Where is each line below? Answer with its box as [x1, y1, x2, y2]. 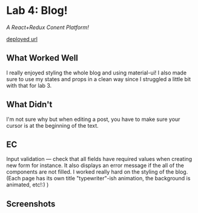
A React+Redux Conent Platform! [6, 24, 89, 31]
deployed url [6, 35, 38, 42]
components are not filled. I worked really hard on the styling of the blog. [6, 168, 188, 175]
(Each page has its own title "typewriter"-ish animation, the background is [6, 175, 191, 182]
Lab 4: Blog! [6, 4, 68, 18]
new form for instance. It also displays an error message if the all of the [6, 162, 185, 169]
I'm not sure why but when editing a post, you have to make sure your [6, 116, 180, 123]
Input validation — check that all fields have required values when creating [6, 156, 193, 163]
